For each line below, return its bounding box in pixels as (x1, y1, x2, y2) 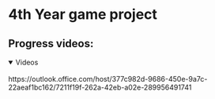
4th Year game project (8, 5, 158, 24)
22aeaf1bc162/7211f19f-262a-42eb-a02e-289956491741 (8, 82, 192, 92)
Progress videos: (8, 37, 94, 50)
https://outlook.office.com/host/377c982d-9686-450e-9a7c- (8, 75, 208, 83)
